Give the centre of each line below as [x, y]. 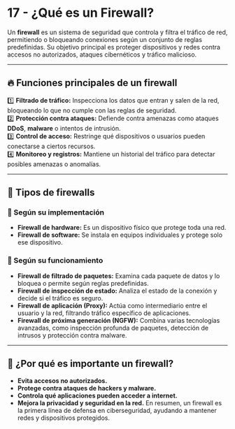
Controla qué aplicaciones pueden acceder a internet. [97, 395]
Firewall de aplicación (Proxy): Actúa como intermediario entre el [112, 305]
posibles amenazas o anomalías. [54, 164]
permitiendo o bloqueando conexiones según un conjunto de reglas [105, 39]
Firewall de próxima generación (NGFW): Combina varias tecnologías [119, 320]
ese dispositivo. [40, 242]
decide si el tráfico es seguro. [60, 298]
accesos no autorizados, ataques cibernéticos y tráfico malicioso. [102, 54]
